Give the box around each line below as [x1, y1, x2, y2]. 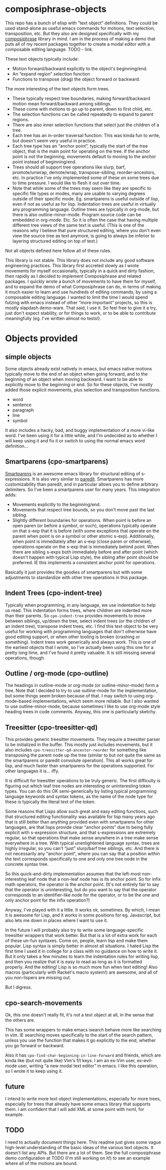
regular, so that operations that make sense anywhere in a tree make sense [5, 835, 159, 841]
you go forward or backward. [5, 1043, 65, 1048]
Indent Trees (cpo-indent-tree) [5, 589, 103, 597]
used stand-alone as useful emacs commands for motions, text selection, [5, 25, 155, 31]
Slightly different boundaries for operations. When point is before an [12, 517, 152, 523]
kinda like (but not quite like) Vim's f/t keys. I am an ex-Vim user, [5, 1058, 136, 1063]
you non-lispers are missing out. [5, 975, 71, 981]
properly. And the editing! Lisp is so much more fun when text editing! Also [5, 964, 158, 970]
